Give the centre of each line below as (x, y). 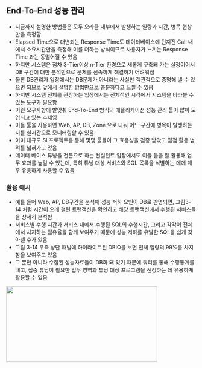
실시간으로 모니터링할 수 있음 (60, 133)
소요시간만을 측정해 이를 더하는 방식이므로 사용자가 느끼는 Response (107, 49)
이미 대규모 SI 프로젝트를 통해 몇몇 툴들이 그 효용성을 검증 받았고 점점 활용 (102, 140)
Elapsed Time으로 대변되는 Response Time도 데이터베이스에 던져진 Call (101, 42)
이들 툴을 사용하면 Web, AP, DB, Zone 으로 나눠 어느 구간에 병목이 (93, 125)
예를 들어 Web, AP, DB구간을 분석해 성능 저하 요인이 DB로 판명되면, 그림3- (103, 202)
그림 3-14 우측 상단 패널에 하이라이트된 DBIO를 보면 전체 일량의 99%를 (99, 248)
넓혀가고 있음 (42, 148)
